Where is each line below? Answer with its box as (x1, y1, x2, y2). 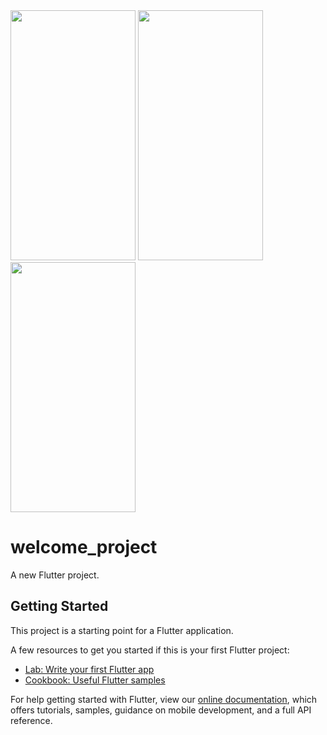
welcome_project (10, 536, 158, 559)
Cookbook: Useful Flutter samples (24, 674, 166, 686)
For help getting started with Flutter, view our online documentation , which (10, 693, 318, 705)
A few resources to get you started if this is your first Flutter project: (10, 644, 290, 656)
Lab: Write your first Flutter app (24, 663, 155, 675)
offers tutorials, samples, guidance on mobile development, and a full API (10, 704, 312, 716)
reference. (10, 714, 53, 726)
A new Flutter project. (10, 569, 100, 581)
